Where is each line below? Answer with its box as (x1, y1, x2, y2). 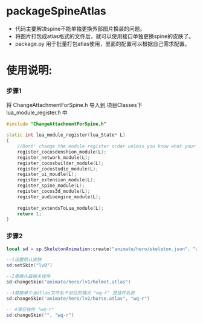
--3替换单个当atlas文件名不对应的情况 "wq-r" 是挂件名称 (6, 290, 135, 296)
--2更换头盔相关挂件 (6, 273, 51, 279)
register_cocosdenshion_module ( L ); (17, 149, 107, 155)
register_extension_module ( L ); (17, 177, 96, 183)
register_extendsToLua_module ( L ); (17, 205, 104, 211)
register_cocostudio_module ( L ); (17, 166, 98, 172)
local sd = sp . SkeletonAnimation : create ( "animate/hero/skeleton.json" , (6, 246, 190, 252)
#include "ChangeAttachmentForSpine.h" (6, 121, 107, 128)
